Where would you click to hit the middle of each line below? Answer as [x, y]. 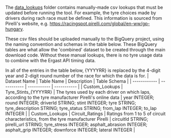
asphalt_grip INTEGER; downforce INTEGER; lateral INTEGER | [70, 130]
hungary [14, 29]
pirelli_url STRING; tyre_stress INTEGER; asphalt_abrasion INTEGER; [76, 125]
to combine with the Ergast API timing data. [50, 60]
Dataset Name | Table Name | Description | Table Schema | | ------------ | [83, 81]
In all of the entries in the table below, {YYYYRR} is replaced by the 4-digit [83, 70]
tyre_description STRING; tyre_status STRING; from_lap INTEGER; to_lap [81, 108]
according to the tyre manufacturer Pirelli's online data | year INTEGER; [80, 97]
